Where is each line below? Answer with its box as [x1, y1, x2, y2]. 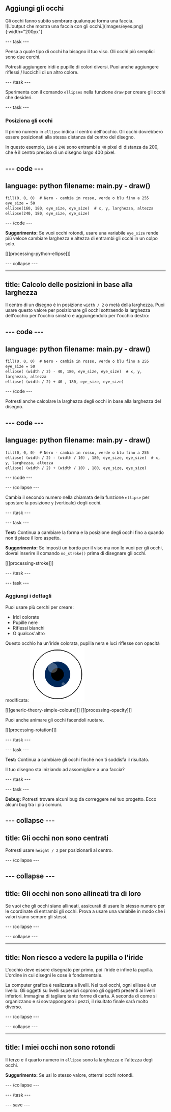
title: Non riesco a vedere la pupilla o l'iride [5, 953, 144, 962]
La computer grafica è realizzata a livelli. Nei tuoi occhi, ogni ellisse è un [5, 982, 157, 988]
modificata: [5, 697, 29, 703]
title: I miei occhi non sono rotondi [5, 1043, 116, 1052]
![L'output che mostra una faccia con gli [5, 23, 89, 29]
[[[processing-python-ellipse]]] [5, 250, 71, 257]
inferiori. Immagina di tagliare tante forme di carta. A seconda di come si [5, 993, 157, 999]
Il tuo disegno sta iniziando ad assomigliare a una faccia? [5, 766, 125, 772]
